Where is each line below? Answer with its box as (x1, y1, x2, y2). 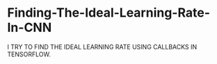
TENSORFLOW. (7, 50, 51, 58)
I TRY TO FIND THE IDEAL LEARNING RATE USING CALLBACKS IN (7, 42, 198, 51)
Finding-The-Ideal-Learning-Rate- (7, 5, 211, 21)
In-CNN (7, 19, 52, 35)
